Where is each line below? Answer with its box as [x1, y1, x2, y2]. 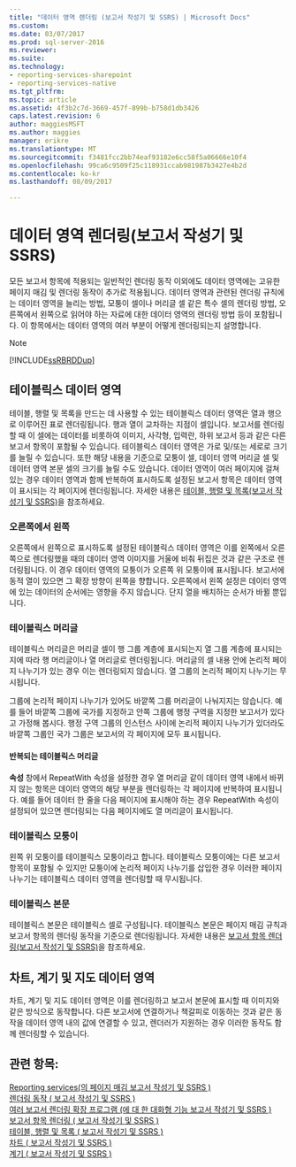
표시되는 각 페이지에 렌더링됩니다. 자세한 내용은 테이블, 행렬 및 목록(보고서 [18, 485, 274, 495]
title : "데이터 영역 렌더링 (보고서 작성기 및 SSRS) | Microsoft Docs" [9, 12, 251, 22]
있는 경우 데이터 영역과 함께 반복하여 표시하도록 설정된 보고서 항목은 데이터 [9, 474, 267, 485]
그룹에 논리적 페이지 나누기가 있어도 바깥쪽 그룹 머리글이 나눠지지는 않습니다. [9, 695, 274, 706]
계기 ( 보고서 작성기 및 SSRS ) [9, 1148, 112, 1159]
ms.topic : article [9, 95, 77, 104]
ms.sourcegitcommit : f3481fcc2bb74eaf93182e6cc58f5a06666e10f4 [9, 152, 247, 162]
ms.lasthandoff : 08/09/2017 [9, 178, 113, 187]
